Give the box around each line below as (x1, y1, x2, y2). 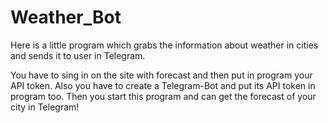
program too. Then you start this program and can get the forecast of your (10, 90, 317, 102)
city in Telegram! (10, 101, 80, 113)
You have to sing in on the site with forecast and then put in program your (10, 69, 313, 81)
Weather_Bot (10, 6, 122, 29)
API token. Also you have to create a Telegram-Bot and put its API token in (10, 79, 316, 91)
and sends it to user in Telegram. (10, 49, 146, 61)
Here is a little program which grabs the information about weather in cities (10, 39, 319, 51)
